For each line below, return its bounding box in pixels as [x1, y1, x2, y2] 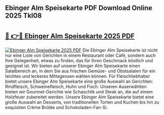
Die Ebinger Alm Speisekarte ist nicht [82, 47, 158, 53]
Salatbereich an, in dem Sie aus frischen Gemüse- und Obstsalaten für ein [5, 68, 156, 74]
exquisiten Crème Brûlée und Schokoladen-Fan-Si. [5, 105, 108, 110]
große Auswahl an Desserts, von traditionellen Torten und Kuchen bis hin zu [5, 99, 160, 105]
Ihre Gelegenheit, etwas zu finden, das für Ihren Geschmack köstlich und [5, 58, 153, 63]
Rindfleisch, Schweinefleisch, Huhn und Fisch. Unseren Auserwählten [5, 84, 147, 90]
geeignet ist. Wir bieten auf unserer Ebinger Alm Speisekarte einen [5, 63, 140, 69]
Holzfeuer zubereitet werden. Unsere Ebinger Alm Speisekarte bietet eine [5, 94, 154, 100]
